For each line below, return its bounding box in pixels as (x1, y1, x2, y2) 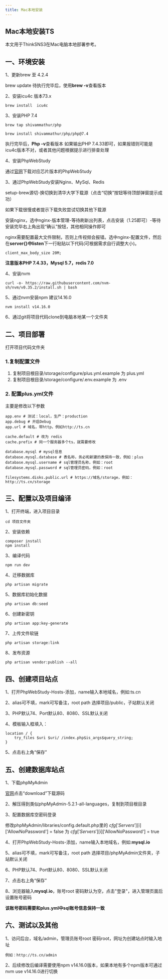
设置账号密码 (5, 894, 32, 901)
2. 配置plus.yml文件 (5, 390, 54, 397)
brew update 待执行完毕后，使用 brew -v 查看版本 (5, 82, 106, 88)
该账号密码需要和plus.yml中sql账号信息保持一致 (5, 905, 105, 911)
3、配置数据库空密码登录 (5, 811, 57, 818)
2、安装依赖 (5, 529, 30, 535)
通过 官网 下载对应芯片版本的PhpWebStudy (5, 169, 92, 175)
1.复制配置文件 (5, 358, 40, 365)
